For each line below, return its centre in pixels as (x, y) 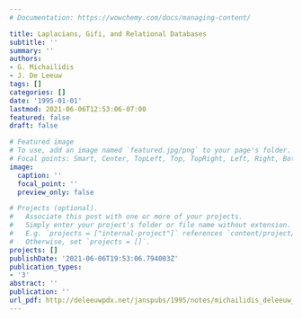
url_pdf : (26, 300)
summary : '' (31, 50)
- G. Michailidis (42, 67)
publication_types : (46, 267)
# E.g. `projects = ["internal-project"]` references (116, 234)
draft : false (34, 126)
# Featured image (42, 142)
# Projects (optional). (54, 208)
